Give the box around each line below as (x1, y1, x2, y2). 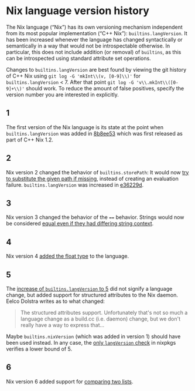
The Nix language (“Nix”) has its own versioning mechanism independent (6, 23, 183, 31)
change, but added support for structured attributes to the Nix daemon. (6, 292, 179, 298)
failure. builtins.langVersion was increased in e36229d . (6, 181, 144, 188)
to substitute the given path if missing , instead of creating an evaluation (6, 175, 179, 182)
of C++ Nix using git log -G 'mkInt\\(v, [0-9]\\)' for (6, 72, 141, 79)
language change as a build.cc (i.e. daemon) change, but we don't (20, 315, 181, 322)
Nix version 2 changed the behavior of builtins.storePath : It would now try (6, 168, 189, 176)
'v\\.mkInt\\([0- (136, 79, 179, 86)
